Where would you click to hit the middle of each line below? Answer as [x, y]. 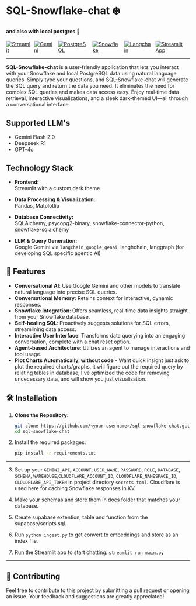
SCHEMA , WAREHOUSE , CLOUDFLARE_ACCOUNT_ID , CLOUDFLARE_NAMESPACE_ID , [96, 476]
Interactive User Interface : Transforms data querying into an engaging [100, 335]
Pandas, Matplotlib [37, 206]
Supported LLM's [38, 123]
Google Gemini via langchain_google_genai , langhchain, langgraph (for [99, 247]
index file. [26, 541]
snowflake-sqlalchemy [42, 230]
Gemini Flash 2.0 [35, 137]
